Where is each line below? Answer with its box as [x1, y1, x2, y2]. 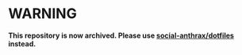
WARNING [8, 5, 77, 23]
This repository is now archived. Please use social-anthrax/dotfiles [8, 31, 234, 40]
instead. [8, 38, 36, 48]
